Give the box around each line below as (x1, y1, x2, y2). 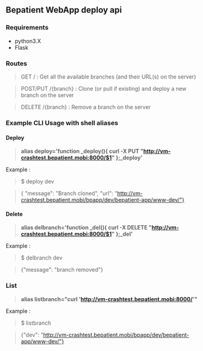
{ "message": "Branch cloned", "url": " (20, 190, 118, 197)
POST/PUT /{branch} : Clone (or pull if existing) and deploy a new (20, 85, 187, 92)
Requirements (6, 23, 49, 32)
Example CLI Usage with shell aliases (6, 118, 118, 127)
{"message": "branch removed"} (20, 266, 104, 274)
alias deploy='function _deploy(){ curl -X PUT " (20, 147, 144, 155)
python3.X (14, 37, 41, 45)
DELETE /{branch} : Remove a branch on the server (20, 103, 151, 110)
